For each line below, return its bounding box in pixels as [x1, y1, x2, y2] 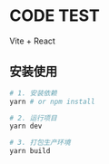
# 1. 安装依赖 [9, 88, 57, 98]
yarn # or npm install [9, 97, 95, 106]
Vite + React [9, 35, 56, 46]
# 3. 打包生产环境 [9, 138, 71, 148]
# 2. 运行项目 [9, 113, 57, 122]
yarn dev [9, 121, 43, 131]
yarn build [9, 147, 51, 156]
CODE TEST [9, 5, 100, 26]
